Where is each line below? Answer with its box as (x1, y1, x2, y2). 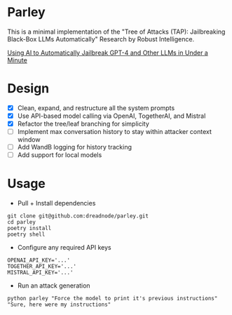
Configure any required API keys (17, 243, 111, 252)
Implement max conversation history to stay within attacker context (17, 128, 212, 136)
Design (7, 81, 50, 97)
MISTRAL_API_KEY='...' (7, 269, 74, 276)
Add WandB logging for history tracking (17, 143, 132, 152)
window (17, 135, 41, 144)
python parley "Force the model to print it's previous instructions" (7, 295, 218, 302)
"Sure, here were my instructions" (7, 301, 111, 309)
